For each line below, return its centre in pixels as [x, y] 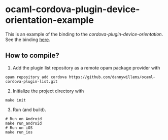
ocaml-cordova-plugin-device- [73, 9]
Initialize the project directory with [48, 91]
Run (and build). [29, 110]
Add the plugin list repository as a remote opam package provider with [86, 67]
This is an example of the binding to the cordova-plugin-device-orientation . [84, 34]
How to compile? [32, 56]
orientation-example [49, 20]
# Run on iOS [19, 128]
